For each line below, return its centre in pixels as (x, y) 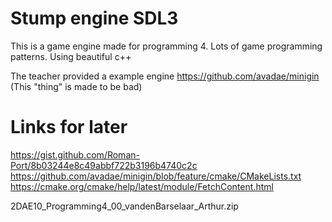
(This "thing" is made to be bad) (76, 86)
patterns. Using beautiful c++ (71, 56)
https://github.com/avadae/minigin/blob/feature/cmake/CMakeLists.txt (156, 176)
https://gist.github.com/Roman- (75, 154)
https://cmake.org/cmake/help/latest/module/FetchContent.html (142, 186)
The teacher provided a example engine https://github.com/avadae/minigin (165, 76)
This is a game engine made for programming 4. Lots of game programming (166, 46)
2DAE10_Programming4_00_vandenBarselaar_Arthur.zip (124, 206)
